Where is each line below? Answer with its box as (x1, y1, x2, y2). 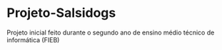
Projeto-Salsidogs (6, 5, 116, 21)
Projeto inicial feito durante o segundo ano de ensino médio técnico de (6, 28, 215, 37)
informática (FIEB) (6, 35, 60, 44)
